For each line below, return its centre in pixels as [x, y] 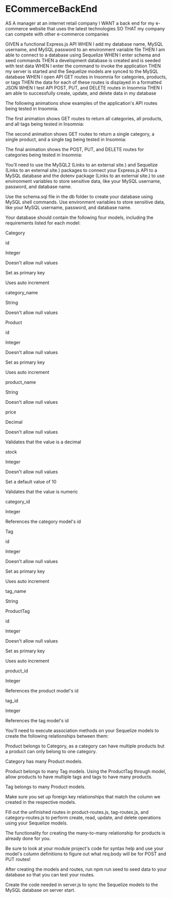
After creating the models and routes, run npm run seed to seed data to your [86, 869]
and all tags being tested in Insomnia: [45, 124]
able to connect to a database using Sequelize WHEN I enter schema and [83, 55]
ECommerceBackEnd [51, 9]
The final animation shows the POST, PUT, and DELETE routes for [75, 149]
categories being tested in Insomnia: [44, 155]
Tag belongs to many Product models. [45, 787]
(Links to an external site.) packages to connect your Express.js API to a [81, 170]
